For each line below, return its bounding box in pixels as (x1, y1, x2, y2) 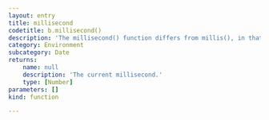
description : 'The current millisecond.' (22, 71, 163, 79)
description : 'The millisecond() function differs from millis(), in (8, 33, 246, 42)
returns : (8, 56, 38, 64)
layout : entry (8, 11, 56, 20)
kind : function (8, 93, 59, 101)
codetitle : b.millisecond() (8, 26, 102, 34)
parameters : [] (8, 85, 59, 94)
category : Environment (8, 41, 84, 49)
